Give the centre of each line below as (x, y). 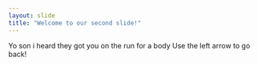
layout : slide (32, 15)
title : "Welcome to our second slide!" (75, 23)
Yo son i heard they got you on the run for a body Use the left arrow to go (129, 45)
